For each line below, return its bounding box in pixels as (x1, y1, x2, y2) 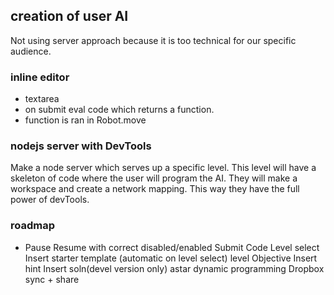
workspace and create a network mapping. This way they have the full (10, 183, 300, 195)
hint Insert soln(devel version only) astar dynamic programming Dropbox (24, 262, 325, 274)
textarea (24, 93, 60, 105)
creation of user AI (10, 8, 129, 25)
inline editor (10, 70, 70, 84)
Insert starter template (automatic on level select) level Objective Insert (24, 252, 318, 264)
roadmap (10, 219, 56, 233)
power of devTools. (10, 194, 90, 206)
